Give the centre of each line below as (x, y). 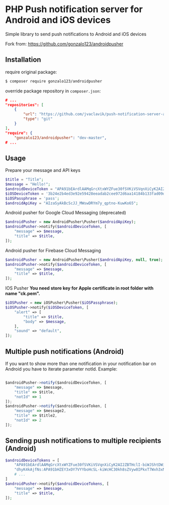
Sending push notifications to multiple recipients (83, 441)
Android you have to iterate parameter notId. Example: (61, 369)
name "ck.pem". (23, 294)
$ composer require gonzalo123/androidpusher (54, 81)
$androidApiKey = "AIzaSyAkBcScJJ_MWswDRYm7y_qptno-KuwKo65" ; (72, 203)
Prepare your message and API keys (43, 170)
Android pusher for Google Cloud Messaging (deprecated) (66, 213)
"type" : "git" (38, 119)
